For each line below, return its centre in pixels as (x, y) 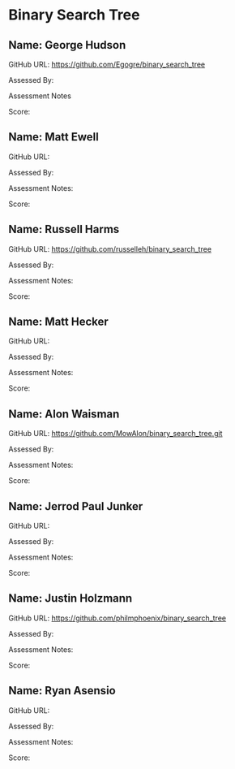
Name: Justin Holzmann (70, 598)
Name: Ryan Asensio (62, 691)
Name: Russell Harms (64, 229)
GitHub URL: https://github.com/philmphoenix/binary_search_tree (117, 618)
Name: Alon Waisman (64, 414)
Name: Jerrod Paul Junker (76, 506)
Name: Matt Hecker (59, 322)
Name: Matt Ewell (53, 137)
